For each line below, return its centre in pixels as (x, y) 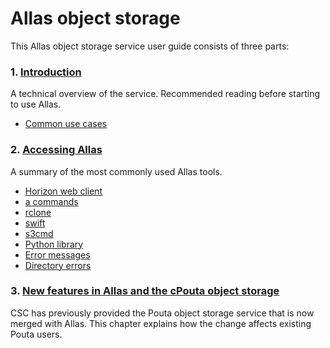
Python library (54, 244)
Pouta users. (36, 334)
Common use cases (66, 124)
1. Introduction (46, 72)
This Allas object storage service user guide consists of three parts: (150, 46)
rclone (38, 212)
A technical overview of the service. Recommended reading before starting (165, 94)
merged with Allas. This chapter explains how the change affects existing (161, 323)
